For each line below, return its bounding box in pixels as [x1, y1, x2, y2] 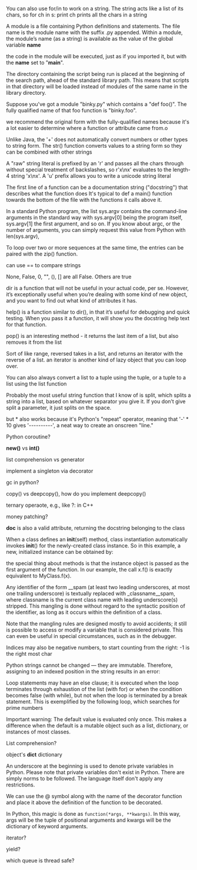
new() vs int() [6, 444, 40, 451]
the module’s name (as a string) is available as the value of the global [6, 35, 173, 42]
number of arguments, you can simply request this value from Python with [6, 227, 186, 233]
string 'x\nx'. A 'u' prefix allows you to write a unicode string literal [11, 172, 172, 179]
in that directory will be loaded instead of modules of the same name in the [6, 83, 188, 90]
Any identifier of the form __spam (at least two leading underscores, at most [6, 584, 190, 590]
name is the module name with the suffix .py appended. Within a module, [6, 29, 183, 36]
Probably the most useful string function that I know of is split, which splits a [6, 391, 191, 399]
